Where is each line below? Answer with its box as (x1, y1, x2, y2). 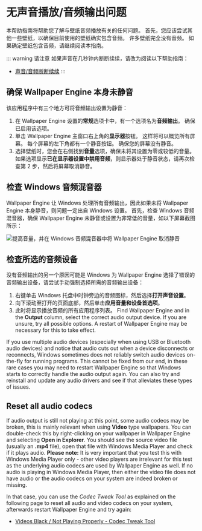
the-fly (6, 358, 23, 365)
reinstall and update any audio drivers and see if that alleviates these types (6, 377, 192, 384)
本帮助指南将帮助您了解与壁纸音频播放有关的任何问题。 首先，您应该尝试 (6, 27, 188, 34)
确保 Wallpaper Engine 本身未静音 (6, 87, 134, 97)
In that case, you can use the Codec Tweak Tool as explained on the (6, 493, 176, 500)
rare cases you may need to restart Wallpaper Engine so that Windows (6, 364, 181, 371)
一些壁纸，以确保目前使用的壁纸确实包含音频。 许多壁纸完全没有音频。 (11, 34, 188, 41)
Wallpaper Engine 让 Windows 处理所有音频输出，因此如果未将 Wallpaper (6, 199, 189, 206)
